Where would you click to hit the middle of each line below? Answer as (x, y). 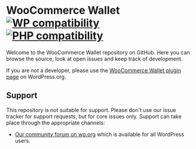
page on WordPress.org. (36, 77)
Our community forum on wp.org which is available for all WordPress (99, 134)
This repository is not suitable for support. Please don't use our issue (91, 110)
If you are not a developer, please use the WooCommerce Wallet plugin (94, 70)
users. (23, 141)
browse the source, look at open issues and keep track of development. (94, 59)
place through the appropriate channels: (56, 123)
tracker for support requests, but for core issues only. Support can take (94, 116)
